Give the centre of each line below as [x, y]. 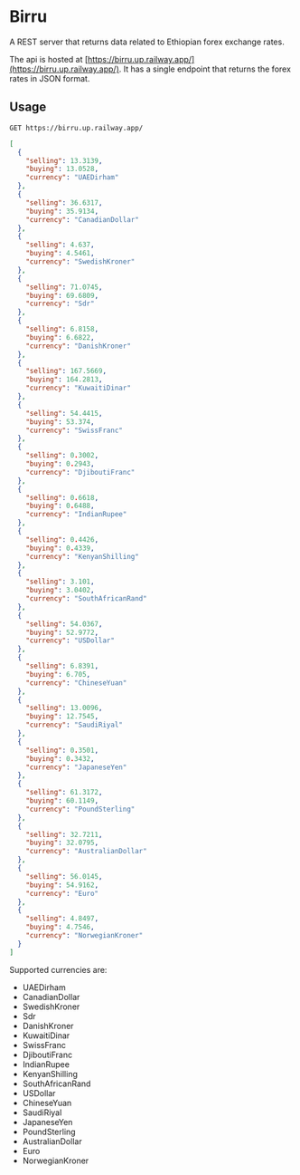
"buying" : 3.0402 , [60, 591]
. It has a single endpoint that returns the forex [205, 69]
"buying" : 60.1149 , [62, 801]
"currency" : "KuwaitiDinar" [78, 388]
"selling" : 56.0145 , [64, 876]
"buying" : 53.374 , [60, 422]
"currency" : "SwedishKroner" [80, 262]
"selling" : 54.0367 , [64, 624]
